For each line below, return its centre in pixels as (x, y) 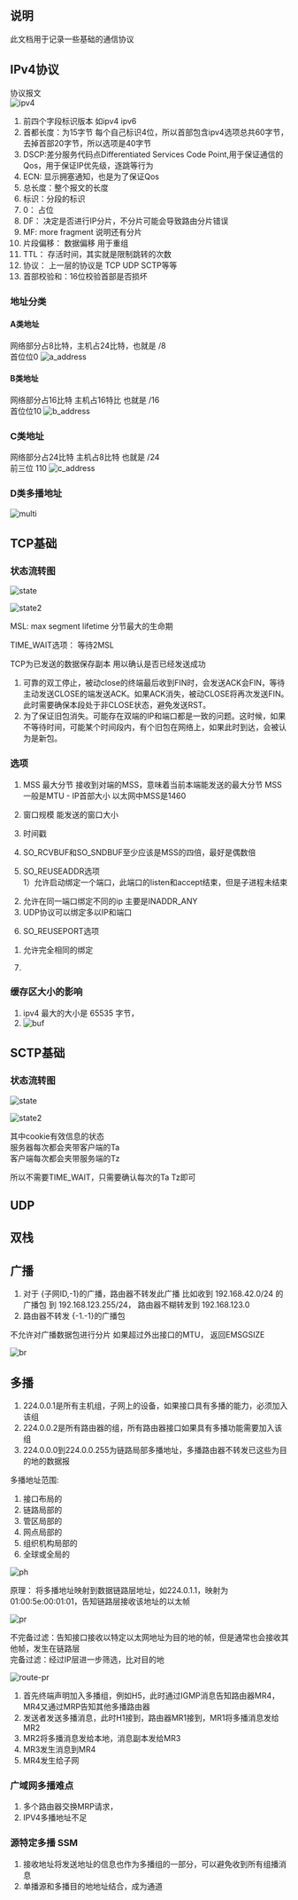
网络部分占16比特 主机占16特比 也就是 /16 (85, 400)
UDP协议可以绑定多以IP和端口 (77, 912)
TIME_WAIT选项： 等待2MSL (62, 645)
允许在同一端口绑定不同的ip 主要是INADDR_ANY (110, 901)
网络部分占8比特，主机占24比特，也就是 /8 (88, 345)
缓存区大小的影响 (46, 992)
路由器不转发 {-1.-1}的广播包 (74, 1316)
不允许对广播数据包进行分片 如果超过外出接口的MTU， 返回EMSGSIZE (138, 1335)
